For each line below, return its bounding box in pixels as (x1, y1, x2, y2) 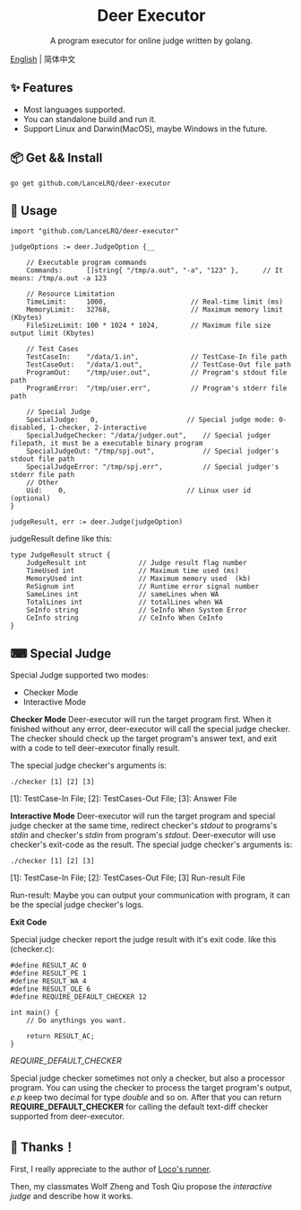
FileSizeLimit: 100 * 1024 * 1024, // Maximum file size (26, 321, 271, 331)
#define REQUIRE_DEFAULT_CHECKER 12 (10, 993, 147, 1002)
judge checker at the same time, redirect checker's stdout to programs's (10, 820, 278, 831)
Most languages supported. (22, 104, 125, 115)
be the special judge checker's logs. (10, 899, 144, 910)
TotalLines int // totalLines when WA (26, 598, 223, 607)
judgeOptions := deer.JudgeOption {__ (10, 243, 155, 252)
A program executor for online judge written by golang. (49, 35, 254, 46)
